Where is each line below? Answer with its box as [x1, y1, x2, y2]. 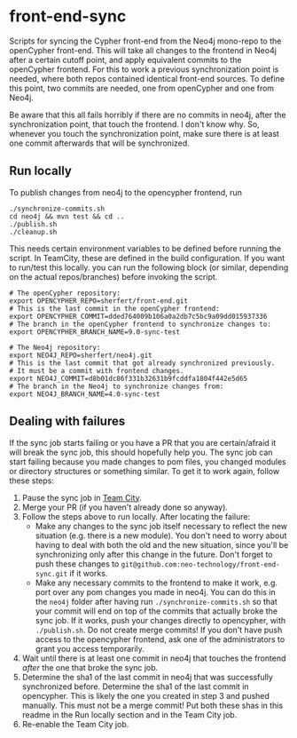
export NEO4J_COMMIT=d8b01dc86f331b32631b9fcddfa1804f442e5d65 [9, 374, 248, 383]
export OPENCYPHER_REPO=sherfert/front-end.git [9, 296, 189, 306]
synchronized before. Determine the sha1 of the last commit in [21, 681, 250, 692]
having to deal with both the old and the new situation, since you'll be [35, 539, 289, 550]
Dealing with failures [9, 414, 126, 429]
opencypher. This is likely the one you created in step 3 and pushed [21, 690, 270, 701]
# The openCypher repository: [9, 289, 121, 298]
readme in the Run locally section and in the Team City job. [21, 709, 238, 720]
